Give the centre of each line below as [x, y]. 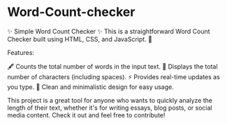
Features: [21, 52]
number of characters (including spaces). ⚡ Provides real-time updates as [113, 76]
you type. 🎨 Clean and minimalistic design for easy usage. [91, 87]
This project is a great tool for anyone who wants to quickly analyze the [110, 100]
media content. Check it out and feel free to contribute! [86, 115]
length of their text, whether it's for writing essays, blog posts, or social [110, 108]
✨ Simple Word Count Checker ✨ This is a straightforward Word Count [109, 31]
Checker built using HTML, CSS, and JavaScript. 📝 [80, 39]
